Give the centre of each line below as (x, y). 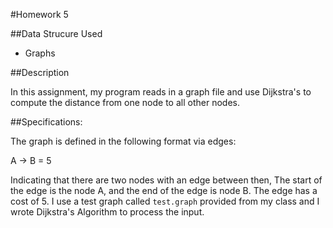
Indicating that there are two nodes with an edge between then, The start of (166, 180)
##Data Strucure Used (56, 33)
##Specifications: (46, 122)
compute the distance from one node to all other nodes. (125, 102)
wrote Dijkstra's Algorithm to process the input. (107, 212)
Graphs (40, 53)
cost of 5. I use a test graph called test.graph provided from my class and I (165, 201)
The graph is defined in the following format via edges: (123, 141)
